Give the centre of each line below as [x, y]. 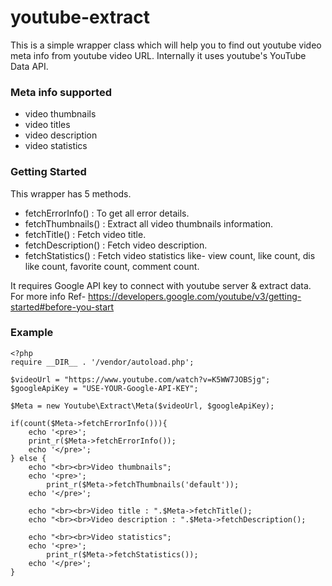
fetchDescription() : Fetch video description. [116, 245]
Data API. [29, 66]
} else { [28, 458]
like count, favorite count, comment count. [112, 266]
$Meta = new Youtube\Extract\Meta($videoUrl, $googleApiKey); [142, 406]
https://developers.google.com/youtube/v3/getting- [195, 296]
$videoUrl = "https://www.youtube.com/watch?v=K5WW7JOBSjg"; [140, 379]
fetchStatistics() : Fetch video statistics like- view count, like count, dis [170, 255]
